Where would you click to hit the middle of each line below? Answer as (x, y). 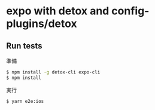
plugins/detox (42, 24)
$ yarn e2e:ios (25, 101)
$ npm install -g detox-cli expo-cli (53, 72)
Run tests (24, 46)
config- (130, 11)
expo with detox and (58, 11)
